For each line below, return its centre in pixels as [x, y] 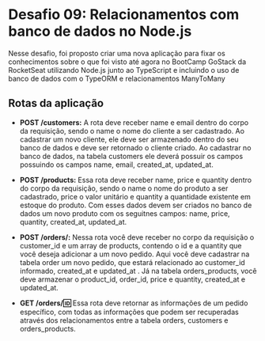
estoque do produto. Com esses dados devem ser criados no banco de [136, 205]
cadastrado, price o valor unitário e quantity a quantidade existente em [135, 196]
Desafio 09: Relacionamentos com [124, 15]
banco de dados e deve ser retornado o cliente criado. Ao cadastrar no [135, 147]
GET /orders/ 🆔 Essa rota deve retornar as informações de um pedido [134, 303]
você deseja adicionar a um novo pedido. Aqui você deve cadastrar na [134, 254]
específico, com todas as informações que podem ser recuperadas [129, 312]
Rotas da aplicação [56, 103]
